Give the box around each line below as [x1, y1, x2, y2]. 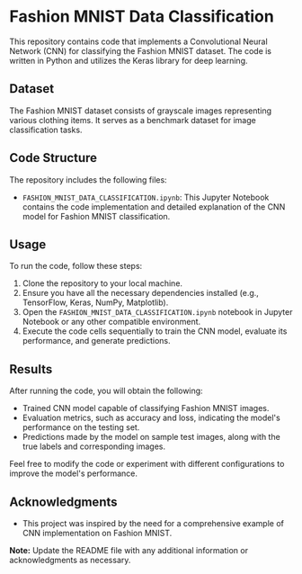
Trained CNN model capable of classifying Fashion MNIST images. [22, 403, 270, 414]
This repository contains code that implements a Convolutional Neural [9, 36, 268, 47]
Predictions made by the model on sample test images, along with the [22, 432, 280, 443]
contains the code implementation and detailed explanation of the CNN [22, 201, 286, 212]
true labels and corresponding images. [22, 441, 166, 452]
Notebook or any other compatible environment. [22, 317, 201, 327]
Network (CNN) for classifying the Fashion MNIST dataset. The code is [9, 45, 272, 56]
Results [9, 362, 53, 377]
